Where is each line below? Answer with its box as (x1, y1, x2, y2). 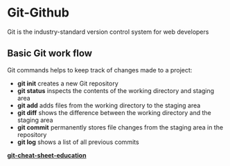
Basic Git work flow (7, 48, 92, 59)
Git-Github (7, 5, 69, 21)
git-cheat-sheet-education (7, 151, 87, 159)
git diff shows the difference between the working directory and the (17, 108, 211, 116)
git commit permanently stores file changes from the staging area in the (17, 123, 224, 132)
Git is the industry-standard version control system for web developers (7, 28, 209, 36)
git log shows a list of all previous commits (17, 138, 140, 146)
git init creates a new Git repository (17, 79, 119, 87)
